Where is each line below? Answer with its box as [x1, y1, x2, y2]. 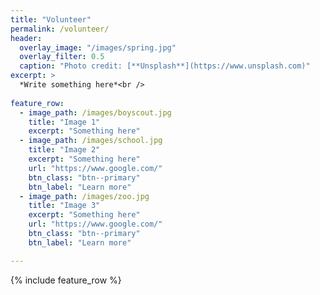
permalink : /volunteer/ [10, 24, 110, 34]
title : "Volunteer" [10, 14, 92, 25]
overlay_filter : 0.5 [19, 52, 105, 62]
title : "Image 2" [28, 145, 101, 155]
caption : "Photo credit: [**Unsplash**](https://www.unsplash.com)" [19, 61, 311, 71]
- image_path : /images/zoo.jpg [19, 191, 150, 201]
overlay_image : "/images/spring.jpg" [19, 42, 177, 53]
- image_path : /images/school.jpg [19, 136, 163, 146]
